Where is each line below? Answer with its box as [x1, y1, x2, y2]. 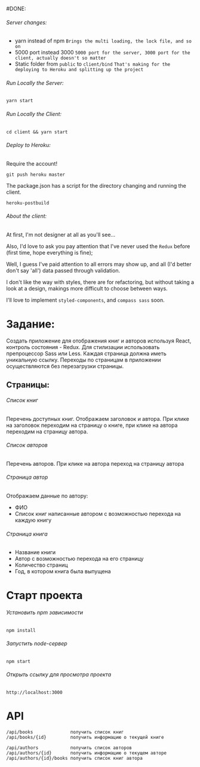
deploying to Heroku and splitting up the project [14, 67, 144, 73]
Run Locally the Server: [6, 79, 64, 86]
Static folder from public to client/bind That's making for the [14, 60, 171, 68]
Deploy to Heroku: [6, 142, 51, 149]
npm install [6, 627, 36, 633]
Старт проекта [6, 589, 83, 603]
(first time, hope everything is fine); [6, 249, 93, 256]
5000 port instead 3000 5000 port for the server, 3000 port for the [14, 49, 190, 56]
